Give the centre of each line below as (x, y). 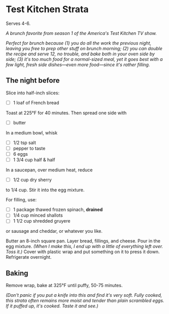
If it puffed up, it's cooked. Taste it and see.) (52, 306)
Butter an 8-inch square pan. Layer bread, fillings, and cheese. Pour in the (83, 241)
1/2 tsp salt (24, 143)
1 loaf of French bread (36, 102)
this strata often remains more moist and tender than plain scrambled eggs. (85, 301)
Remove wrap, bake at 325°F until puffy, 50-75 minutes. (64, 286)
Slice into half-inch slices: (33, 93)
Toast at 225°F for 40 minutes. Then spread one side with (66, 113)
